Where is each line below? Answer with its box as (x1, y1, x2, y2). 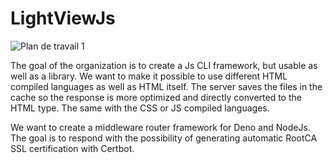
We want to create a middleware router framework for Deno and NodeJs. (10, 121, 311, 133)
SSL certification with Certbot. (10, 142, 135, 154)
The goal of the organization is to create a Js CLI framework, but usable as (10, 59, 318, 71)
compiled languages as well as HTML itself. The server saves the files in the (10, 80, 323, 92)
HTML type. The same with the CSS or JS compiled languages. (10, 102, 270, 114)
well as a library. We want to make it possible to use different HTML (10, 70, 288, 82)
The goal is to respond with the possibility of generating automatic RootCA (10, 132, 318, 144)
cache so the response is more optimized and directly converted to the (10, 91, 302, 103)
